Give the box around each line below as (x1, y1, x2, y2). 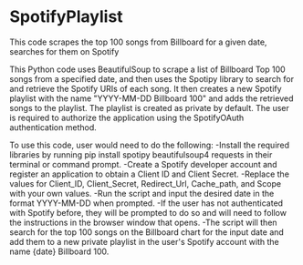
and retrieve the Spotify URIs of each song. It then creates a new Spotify (9, 83, 282, 94)
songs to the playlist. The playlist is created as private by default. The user (9, 102, 290, 113)
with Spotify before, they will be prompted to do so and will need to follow (9, 207, 287, 218)
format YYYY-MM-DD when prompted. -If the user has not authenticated (9, 198, 284, 209)
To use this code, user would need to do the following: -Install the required (9, 139, 290, 150)
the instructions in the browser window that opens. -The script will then (9, 217, 277, 228)
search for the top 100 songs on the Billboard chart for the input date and (9, 226, 285, 238)
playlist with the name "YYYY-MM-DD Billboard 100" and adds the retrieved (9, 93, 294, 104)
